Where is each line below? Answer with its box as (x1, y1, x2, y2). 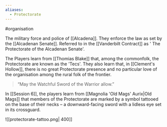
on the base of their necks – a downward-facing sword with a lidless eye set (5, 101, 162, 107)
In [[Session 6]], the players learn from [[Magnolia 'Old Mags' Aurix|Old (5, 91, 152, 97)
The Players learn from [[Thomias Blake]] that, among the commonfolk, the (5, 55, 159, 61)
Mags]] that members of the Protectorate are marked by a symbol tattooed (5, 96, 159, 102)
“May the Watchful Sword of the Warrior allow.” (17, 81, 115, 87)
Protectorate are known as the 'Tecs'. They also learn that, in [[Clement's (5, 61, 156, 67)
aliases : (5, 7, 23, 12)
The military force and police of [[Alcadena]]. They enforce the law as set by (5, 35, 163, 41)
